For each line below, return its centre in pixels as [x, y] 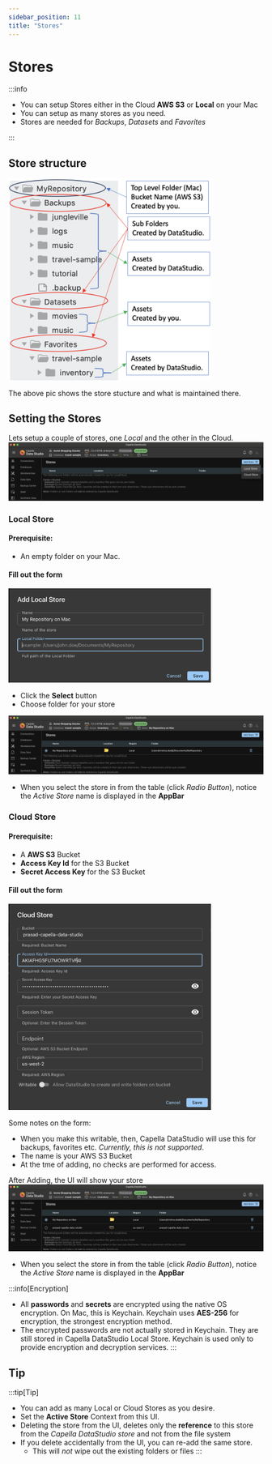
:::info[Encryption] [38, 1289]
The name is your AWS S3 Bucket [76, 1156]
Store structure [48, 163]
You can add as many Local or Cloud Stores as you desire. [117, 1408]
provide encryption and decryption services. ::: [98, 1347]
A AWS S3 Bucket [50, 854]
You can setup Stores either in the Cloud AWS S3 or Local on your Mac [139, 105]
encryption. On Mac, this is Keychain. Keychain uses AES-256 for [130, 1313]
